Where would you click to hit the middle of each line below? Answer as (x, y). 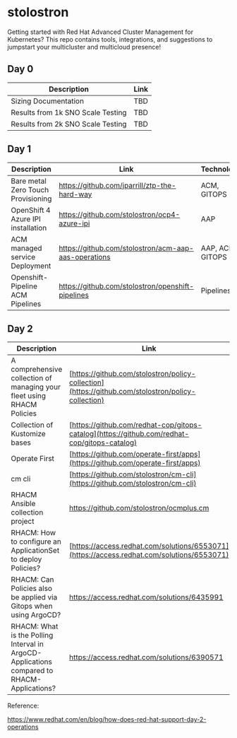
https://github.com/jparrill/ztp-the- (117, 185)
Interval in (27, 644)
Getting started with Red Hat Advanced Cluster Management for (101, 32)
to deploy (26, 559)
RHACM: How (34, 533)
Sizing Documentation (48, 101)
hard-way (75, 194)
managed (26, 248)
